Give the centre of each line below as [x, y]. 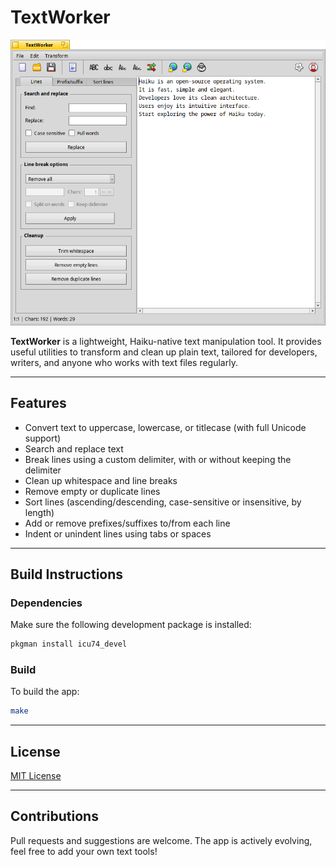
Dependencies [46, 603]
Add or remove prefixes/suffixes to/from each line [127, 523]
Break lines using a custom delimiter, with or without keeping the [158, 459]
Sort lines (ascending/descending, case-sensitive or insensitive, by [163, 502]
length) [39, 512]
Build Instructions [67, 574]
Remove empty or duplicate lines [92, 491]
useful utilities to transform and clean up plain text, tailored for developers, [164, 352]
